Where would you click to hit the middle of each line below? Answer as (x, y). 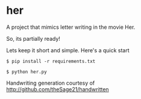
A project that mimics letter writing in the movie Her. (71, 27)
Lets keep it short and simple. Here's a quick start (68, 50)
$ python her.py (27, 72)
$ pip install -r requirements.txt (51, 61)
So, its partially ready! (33, 38)
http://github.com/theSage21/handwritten (58, 89)
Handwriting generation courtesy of (51, 83)
